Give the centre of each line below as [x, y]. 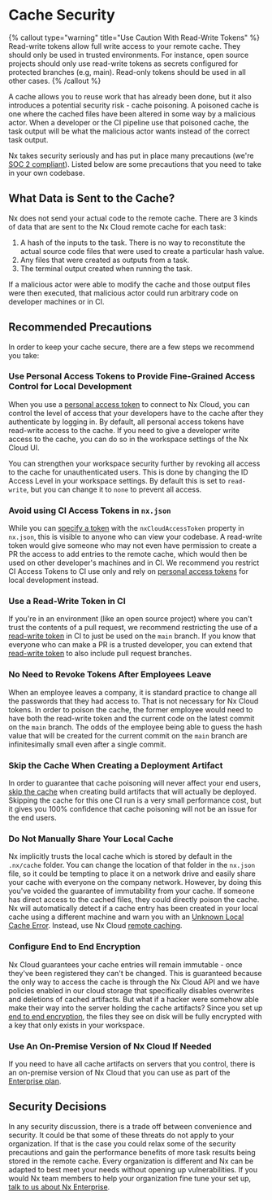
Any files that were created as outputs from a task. [105, 260]
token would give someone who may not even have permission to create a [133, 545]
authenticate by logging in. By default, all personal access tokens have [126, 422]
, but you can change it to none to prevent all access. [114, 489]
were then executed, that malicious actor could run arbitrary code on [123, 293]
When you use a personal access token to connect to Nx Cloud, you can [129, 404]
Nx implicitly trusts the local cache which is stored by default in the [121, 856]
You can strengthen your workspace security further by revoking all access [134, 463]
